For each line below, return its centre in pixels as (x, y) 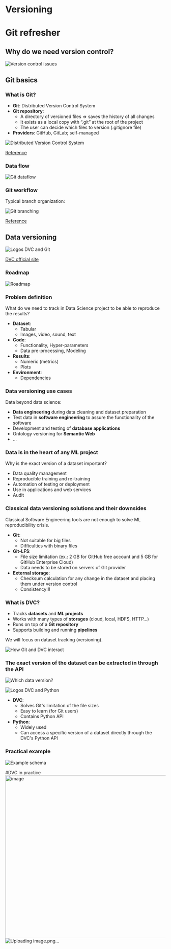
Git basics (22, 80)
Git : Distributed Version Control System (54, 105)
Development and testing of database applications (66, 428)
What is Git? (21, 95)
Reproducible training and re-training (51, 479)
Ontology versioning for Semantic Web (54, 434)
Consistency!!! (35, 589)
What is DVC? (22, 603)
